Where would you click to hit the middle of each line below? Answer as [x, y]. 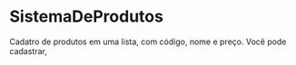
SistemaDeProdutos [86, 17]
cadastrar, [28, 51]
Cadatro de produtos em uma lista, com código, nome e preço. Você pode [148, 42]
